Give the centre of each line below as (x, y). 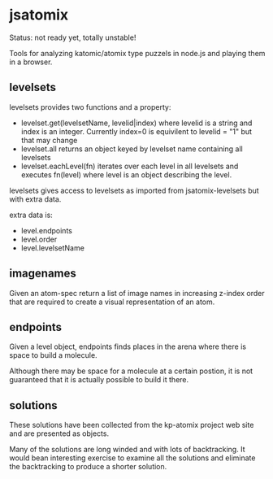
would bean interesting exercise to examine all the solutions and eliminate (132, 458)
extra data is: (31, 215)
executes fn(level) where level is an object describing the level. (126, 174)
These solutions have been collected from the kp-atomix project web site (132, 425)
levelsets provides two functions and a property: (90, 107)
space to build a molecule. (53, 355)
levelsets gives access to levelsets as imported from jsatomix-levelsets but (134, 190)
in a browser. (31, 62)
